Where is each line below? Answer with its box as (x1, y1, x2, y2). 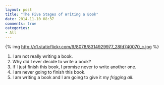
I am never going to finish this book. (12, 69, 86, 75)
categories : (5, 26, 30, 31)
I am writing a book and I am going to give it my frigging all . (12, 75, 134, 80)
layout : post (5, 7, 32, 12)
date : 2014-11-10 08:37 (5, 16, 55, 21)
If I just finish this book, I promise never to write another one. (12, 64, 137, 70)
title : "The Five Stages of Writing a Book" (5, 12, 99, 17)
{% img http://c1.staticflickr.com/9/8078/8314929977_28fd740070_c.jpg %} (5, 44, 160, 49)
